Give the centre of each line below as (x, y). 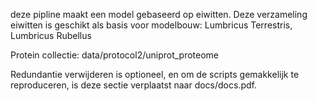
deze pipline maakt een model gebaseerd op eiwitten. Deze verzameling (159, 14)
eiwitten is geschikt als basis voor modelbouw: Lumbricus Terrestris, (151, 25)
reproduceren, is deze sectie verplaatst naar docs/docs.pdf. (133, 85)
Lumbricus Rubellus (51, 35)
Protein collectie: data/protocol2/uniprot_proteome (115, 55)
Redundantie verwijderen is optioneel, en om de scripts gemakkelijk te (155, 74)
